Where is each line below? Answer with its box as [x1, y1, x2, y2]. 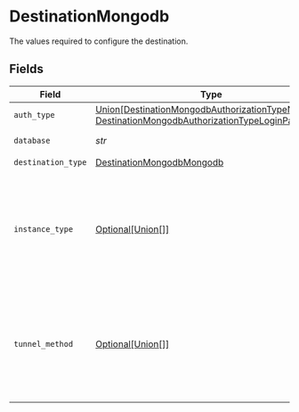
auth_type [13, 110, 55, 119]
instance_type [13, 224, 74, 234]
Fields [9, 62, 44, 77]
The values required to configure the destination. [9, 36, 189, 46]
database [13, 136, 51, 145]
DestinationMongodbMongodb [94, 156, 224, 169]
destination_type [13, 158, 87, 168]
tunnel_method [13, 339, 74, 349]
